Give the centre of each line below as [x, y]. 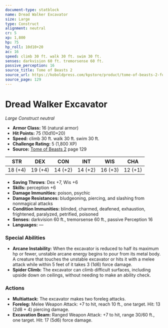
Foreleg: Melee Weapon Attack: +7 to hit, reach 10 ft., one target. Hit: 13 [86, 304]
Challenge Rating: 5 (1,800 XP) [45, 143]
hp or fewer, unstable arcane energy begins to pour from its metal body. [86, 253]
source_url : [17, 75]
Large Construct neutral [30, 118]
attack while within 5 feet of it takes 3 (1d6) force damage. [72, 264]
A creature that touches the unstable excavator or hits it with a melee [83, 259]
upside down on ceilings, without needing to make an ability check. [81, 275]
